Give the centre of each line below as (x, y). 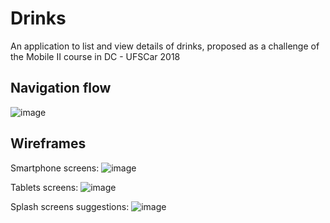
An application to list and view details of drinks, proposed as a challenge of (165, 46)
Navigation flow (61, 88)
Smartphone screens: (55, 168)
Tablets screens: (44, 187)
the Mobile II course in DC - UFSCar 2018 (95, 56)
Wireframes (48, 143)
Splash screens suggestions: (70, 206)
